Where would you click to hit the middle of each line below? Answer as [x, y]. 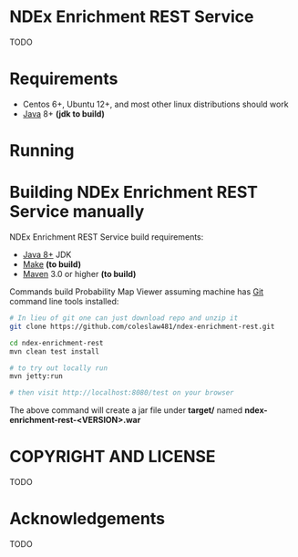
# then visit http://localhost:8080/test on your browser [122, 393]
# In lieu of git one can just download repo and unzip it [124, 318]
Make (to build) [52, 264]
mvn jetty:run [36, 376]
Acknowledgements [87, 519]
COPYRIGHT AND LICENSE [113, 457]
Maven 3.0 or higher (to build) [79, 274]
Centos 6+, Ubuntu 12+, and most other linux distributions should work [155, 104]
